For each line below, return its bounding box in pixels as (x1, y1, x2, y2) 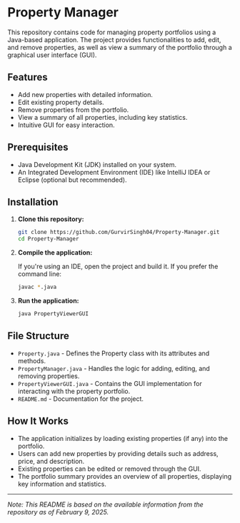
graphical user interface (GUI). (7, 51, 97, 59)
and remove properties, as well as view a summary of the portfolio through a (7, 43, 232, 51)
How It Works (7, 415, 69, 427)
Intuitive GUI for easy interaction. (17, 121, 116, 129)
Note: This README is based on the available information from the (7, 500, 204, 509)
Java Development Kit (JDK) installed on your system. (17, 160, 177, 168)
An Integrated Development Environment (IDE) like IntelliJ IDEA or (17, 168, 211, 176)
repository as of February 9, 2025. (7, 507, 109, 516)
